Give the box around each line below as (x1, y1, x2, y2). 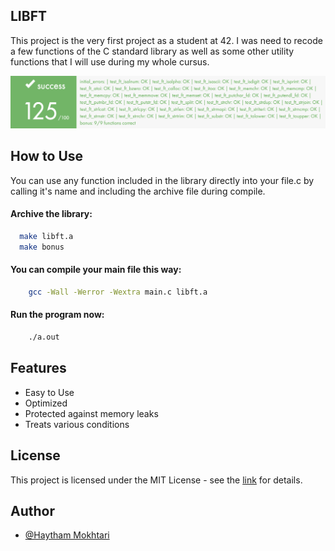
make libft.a (19, 231, 74, 241)
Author (10, 502, 55, 519)
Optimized (24, 397, 68, 409)
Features (10, 360, 67, 377)
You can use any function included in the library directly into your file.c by (10, 174, 315, 186)
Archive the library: (10, 208, 93, 220)
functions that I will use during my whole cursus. (10, 55, 210, 68)
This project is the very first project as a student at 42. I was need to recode (10, 34, 323, 46)
